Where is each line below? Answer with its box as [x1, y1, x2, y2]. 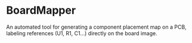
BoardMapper [6, 4, 76, 17]
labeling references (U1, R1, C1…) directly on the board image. [6, 29, 157, 36]
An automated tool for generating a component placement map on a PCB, [6, 23, 187, 30]
